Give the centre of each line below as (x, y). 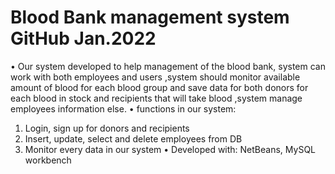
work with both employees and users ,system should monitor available (155, 77)
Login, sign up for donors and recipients (107, 128)
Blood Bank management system (150, 17)
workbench (48, 160)
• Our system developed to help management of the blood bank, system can (168, 66)
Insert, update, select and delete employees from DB (133, 138)
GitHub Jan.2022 (83, 38)
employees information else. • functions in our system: (123, 108)
